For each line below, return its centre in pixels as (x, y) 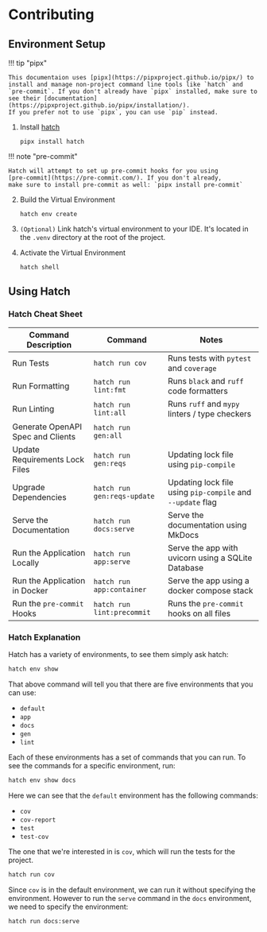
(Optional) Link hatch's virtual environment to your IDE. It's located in (134, 229)
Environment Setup (57, 44)
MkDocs (184, 535)
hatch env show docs (43, 780)
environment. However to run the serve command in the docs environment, (130, 898)
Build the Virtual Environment (67, 199)
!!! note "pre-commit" (43, 156)
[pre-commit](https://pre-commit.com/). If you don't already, (115, 178)
